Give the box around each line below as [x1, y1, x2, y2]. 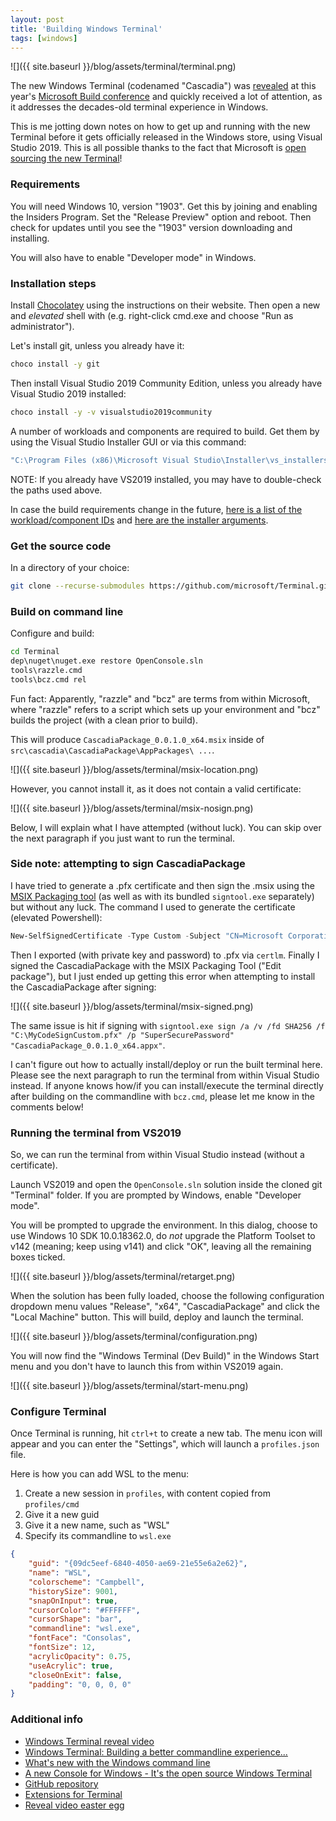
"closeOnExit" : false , [28, 1670, 123, 1680]
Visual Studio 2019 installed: [10, 387, 127, 400]
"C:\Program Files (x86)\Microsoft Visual [10, 455, 190, 465]
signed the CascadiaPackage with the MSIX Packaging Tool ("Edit [10, 959, 282, 971]
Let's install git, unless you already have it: [10, 339, 185, 351]
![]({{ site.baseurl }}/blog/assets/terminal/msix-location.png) [10, 763, 259, 775]
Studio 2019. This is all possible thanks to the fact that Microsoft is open [10, 142, 307, 154]
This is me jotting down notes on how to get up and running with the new [10, 121, 311, 133]
